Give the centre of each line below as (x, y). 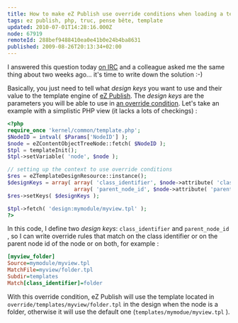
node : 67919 (25, 34)
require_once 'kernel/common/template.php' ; (74, 130)
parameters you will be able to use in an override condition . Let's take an (113, 103)
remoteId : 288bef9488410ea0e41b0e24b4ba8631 (74, 40)
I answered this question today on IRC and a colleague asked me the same (116, 67)
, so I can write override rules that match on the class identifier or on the (113, 236)
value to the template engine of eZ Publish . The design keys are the (106, 96)
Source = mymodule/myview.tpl (49, 263)
